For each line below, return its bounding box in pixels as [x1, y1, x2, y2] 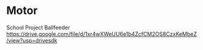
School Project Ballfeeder [6, 24, 70, 31]
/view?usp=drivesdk [6, 37, 58, 44]
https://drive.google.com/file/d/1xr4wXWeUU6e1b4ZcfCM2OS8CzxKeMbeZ [6, 30, 197, 37]
